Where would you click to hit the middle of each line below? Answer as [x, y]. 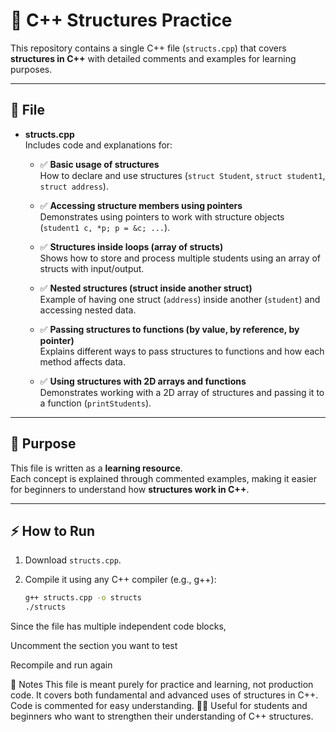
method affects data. [82, 361]
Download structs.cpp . [73, 560]
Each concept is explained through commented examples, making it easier [163, 478]
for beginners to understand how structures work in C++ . [130, 489]
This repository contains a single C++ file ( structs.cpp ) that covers [148, 48]
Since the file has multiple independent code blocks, [118, 626]
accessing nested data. [88, 310]
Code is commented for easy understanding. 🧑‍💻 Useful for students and [159, 706]
